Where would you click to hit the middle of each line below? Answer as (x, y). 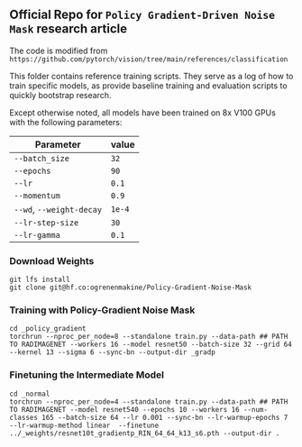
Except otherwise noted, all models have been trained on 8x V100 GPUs (143, 113)
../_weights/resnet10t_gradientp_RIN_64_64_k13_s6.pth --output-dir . (145, 433)
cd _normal (30, 394)
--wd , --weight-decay (58, 209)
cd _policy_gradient (48, 329)
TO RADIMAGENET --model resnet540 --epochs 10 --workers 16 (125, 409)
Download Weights (52, 260)
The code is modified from (59, 50)
